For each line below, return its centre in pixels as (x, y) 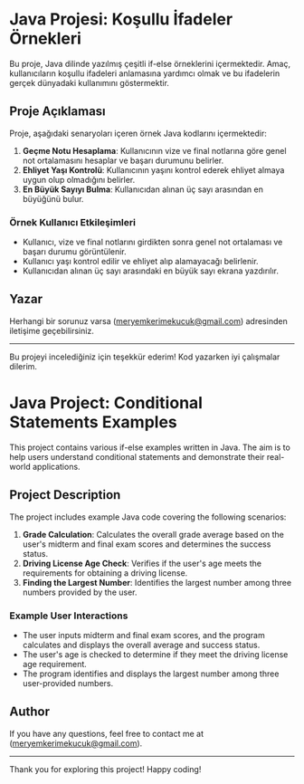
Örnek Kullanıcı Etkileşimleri (72, 222)
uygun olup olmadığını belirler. (79, 179)
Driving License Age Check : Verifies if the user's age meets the (142, 563)
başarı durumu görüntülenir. (74, 252)
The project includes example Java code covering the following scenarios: (148, 517)
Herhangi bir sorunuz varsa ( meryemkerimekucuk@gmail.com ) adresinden (148, 320)
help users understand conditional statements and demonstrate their (137, 456)
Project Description (65, 495)
